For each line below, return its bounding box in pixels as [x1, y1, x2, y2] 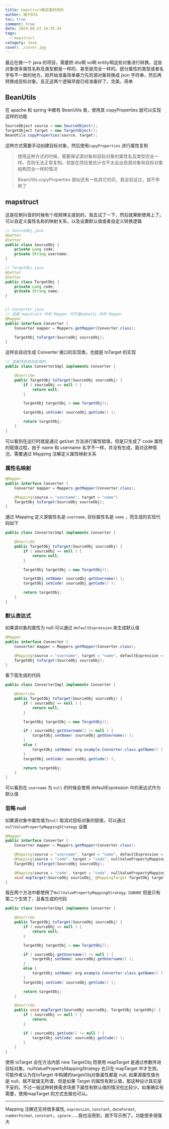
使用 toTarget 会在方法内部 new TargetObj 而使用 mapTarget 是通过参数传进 [5, 1059, 161, 1066]
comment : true [5, 21, 35, 27]
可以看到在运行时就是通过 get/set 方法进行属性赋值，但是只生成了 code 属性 [5, 438, 163, 444]
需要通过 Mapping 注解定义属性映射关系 [14, 450, 97, 456]
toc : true [5, 17, 26, 22]
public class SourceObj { [5, 242, 59, 247]
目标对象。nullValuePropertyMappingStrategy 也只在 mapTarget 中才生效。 [5, 1066, 161, 1072]
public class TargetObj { [5, 279, 59, 285]
